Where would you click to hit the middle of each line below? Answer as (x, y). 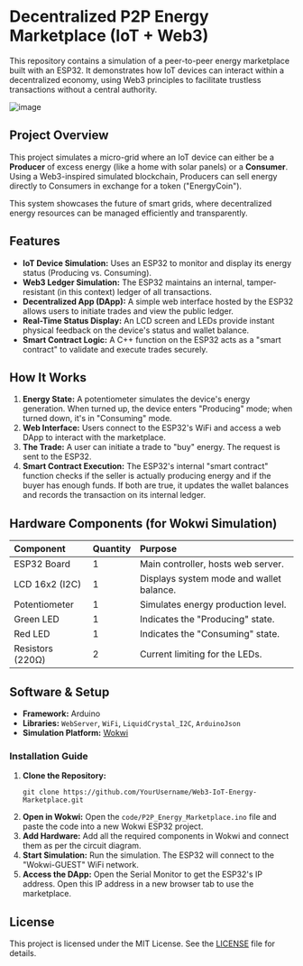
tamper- (262, 282)
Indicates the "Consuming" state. (210, 634)
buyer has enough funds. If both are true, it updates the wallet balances (156, 485)
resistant (39, 291)
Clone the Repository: (64, 776)
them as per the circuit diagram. (82, 846)
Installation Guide (49, 756)
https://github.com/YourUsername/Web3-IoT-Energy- (160, 792)
